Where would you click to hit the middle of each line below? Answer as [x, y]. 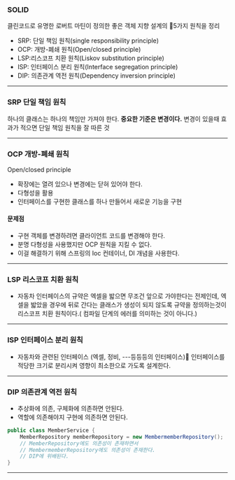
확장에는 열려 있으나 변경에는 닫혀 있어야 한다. [80, 184]
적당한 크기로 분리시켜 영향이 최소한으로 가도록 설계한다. [94, 365]
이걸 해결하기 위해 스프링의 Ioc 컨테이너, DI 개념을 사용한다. [98, 253]
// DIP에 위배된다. [44, 456]
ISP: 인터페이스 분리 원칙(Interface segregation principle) [98, 67]
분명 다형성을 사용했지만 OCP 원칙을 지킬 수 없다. [84, 245]
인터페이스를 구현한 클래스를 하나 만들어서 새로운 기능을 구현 [100, 202]
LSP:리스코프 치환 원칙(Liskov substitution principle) [91, 58]
